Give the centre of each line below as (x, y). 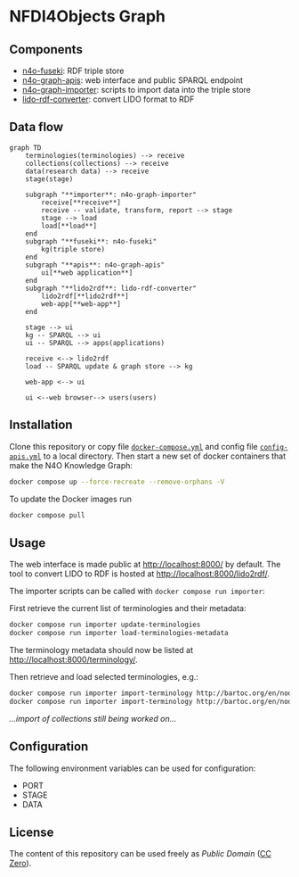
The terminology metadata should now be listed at (101, 649)
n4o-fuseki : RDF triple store (73, 70)
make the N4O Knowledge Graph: (71, 465)
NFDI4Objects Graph (88, 17)
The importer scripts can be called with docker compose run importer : (137, 592)
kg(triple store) (73, 249)
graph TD (25, 148)
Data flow (36, 127)
